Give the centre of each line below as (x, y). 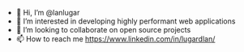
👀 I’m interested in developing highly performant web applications (126, 21)
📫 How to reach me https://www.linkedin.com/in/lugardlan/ (116, 39)
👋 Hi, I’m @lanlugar (48, 13)
